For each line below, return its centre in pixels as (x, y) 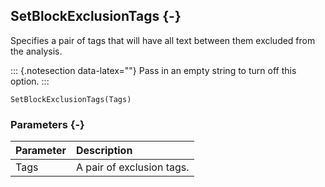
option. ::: (30, 81)
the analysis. (36, 51)
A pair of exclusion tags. (132, 167)
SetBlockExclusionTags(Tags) (71, 99)
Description (104, 151)
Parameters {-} (47, 124)
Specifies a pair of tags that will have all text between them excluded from (163, 40)
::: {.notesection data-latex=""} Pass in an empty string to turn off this (153, 70)
